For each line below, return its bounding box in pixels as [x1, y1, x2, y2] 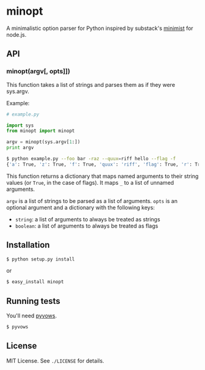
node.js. [6, 31, 27, 38]
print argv [6, 145, 34, 151]
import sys [6, 122, 34, 128]
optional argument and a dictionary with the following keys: [6, 204, 155, 211]
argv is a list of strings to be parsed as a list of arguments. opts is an [6, 197, 178, 204]
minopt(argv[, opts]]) [6, 67, 70, 76]
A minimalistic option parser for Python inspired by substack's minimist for [6, 24, 193, 32]
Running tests [6, 295, 61, 306]
